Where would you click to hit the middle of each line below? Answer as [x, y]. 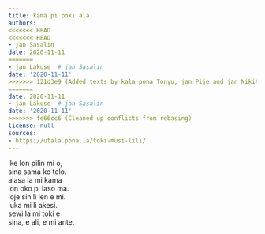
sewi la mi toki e [34, 213]
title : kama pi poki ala [49, 15]
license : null [32, 126]
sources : [22, 133]
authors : [22, 23]
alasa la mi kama [35, 179]
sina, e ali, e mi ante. [41, 221]
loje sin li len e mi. [37, 196]
